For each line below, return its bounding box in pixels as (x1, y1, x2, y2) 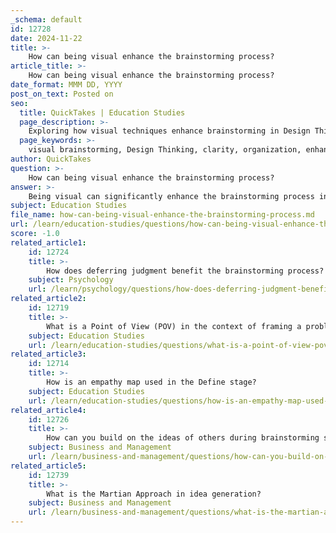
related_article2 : (10, 294, 87, 304)
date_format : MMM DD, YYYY (10, 80, 123, 90)
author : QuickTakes (10, 154, 92, 164)
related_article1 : (10, 237, 87, 248)
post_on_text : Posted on (10, 89, 114, 99)
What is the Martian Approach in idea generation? (46, 489, 262, 499)
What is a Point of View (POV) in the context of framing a (46, 321, 302, 331)
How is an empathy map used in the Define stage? (46, 377, 257, 387)
